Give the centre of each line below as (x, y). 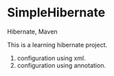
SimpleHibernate (56, 13)
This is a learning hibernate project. (57, 45)
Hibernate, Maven (33, 31)
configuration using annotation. (61, 65)
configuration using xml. (51, 58)
